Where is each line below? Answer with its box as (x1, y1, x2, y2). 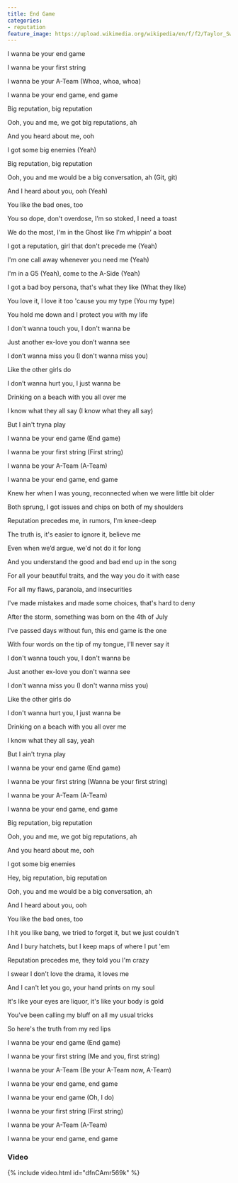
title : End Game (7, 10, 55, 18)
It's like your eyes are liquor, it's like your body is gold (7, 997, 164, 1006)
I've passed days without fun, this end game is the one (7, 627, 167, 635)
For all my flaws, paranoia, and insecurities (7, 585, 132, 594)
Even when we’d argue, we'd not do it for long (7, 544, 142, 553)
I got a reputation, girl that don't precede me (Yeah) (7, 242, 158, 250)
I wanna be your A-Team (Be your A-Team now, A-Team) (7, 1066, 172, 1075)
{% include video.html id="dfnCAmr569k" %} (7, 1168, 140, 1177)
